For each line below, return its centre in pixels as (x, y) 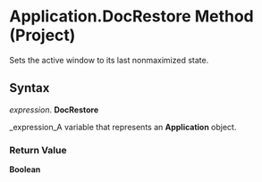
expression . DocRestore (54, 110)
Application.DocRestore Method (131, 17)
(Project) (42, 35)
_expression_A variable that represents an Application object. (123, 127)
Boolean (25, 170)
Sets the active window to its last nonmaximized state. (109, 60)
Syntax (30, 88)
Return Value (38, 150)
